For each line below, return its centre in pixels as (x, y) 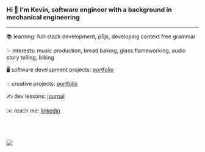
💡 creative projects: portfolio (42, 84)
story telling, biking (31, 58)
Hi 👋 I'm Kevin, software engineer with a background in (89, 10)
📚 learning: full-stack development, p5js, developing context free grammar (101, 36)
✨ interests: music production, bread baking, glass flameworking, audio (96, 50)
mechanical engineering (43, 17)
